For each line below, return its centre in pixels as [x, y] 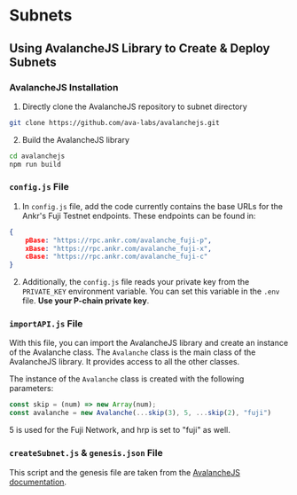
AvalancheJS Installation [64, 87]
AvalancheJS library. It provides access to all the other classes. [125, 362]
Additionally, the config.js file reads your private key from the [136, 282]
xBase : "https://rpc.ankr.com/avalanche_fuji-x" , [119, 248]
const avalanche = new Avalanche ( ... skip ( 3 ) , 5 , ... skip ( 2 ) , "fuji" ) [141, 413]
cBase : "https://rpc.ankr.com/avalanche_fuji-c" [117, 257]
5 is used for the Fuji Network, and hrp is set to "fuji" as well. [120, 430]
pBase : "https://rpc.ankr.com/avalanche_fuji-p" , [119, 240]
